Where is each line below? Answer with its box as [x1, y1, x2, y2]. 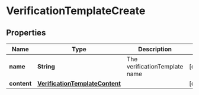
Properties [6, 28, 46, 38]
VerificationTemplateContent [37, 80, 121, 87]
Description [138, 45, 172, 53]
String [37, 63, 55, 70]
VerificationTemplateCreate [6, 4, 146, 18]
